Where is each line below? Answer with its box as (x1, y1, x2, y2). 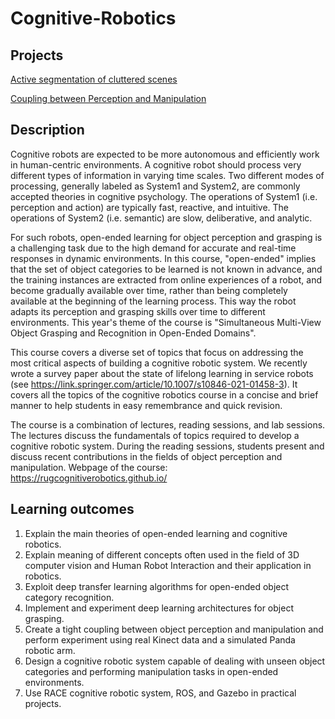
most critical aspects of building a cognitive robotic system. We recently (10, 357, 308, 369)
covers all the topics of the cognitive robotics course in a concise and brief (10, 388, 319, 401)
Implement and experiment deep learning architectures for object (24, 602, 294, 614)
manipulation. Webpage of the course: (10, 461, 168, 473)
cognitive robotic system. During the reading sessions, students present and (10, 440, 325, 452)
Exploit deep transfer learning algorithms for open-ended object (24, 580, 290, 592)
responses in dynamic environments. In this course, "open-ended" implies (10, 252, 317, 264)
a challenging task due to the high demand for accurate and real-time (10, 242, 297, 254)
